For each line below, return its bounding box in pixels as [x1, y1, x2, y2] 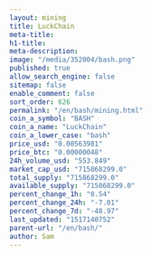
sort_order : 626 [9, 97, 71, 107]
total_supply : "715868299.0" [9, 173, 119, 182]
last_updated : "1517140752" [9, 214, 116, 224]
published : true [9, 64, 71, 73]
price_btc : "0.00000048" [9, 147, 103, 156]
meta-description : [9, 47, 79, 56]
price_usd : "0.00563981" [9, 139, 103, 148]
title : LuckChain [9, 22, 75, 31]
